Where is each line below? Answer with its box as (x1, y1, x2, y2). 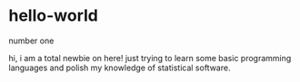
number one (8, 35, 55, 46)
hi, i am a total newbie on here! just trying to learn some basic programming (8, 52, 292, 63)
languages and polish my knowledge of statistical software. (8, 62, 231, 73)
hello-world (8, 5, 99, 26)
